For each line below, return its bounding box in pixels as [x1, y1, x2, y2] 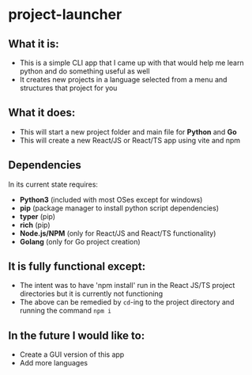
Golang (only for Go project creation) [19, 237, 141, 246]
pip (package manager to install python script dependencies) [19, 203, 220, 213]
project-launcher [8, 6, 122, 24]
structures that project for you [19, 83, 118, 93]
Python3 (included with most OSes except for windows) [19, 195, 203, 204]
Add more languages [19, 358, 88, 368]
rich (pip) [19, 220, 51, 229]
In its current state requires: [8, 180, 99, 189]
